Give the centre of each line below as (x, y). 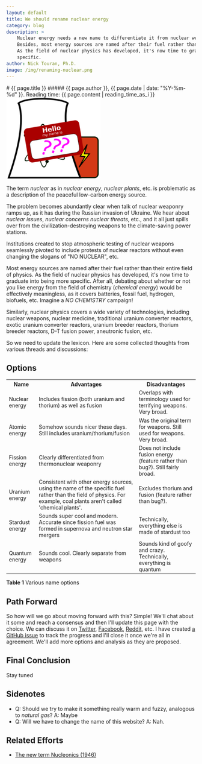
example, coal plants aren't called (80, 501)
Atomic (17, 427)
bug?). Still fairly (159, 467)
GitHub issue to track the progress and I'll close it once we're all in (88, 635)
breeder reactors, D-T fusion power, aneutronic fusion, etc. (79, 331)
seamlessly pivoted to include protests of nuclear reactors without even (95, 250)
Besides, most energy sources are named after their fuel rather (101, 45)
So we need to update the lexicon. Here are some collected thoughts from (98, 343)
